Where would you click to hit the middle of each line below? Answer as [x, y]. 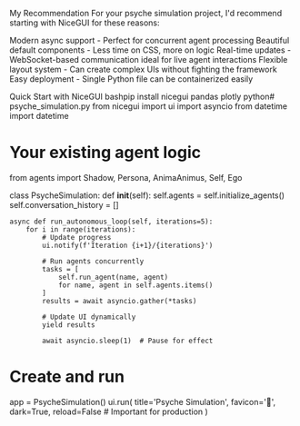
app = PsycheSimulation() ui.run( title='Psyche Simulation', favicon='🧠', [142, 401]
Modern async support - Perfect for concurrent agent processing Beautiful [150, 40]
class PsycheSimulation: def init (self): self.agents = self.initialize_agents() [147, 195]
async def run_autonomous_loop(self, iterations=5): [111, 222]
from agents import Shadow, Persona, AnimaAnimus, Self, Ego [126, 177]
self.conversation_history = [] [65, 204]
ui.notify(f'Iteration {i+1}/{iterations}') [128, 245]
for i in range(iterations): [81, 229]
